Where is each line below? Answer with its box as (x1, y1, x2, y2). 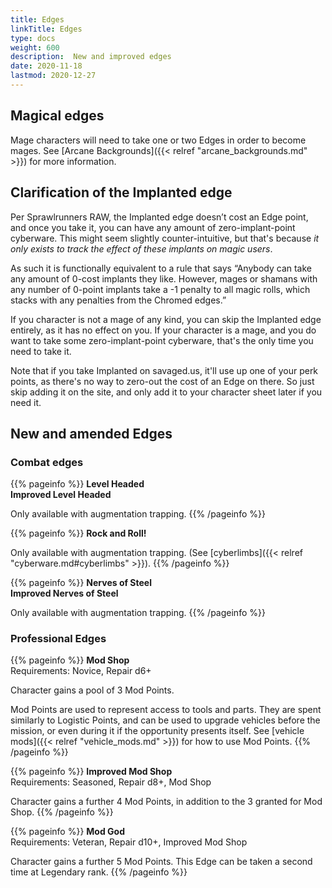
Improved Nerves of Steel (10, 587, 119, 600)
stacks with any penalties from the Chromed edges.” (10, 294, 227, 306)
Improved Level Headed (10, 489, 112, 501)
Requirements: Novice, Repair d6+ (10, 665, 152, 677)
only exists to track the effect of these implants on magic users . (10, 242, 273, 255)
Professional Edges (10, 632, 107, 646)
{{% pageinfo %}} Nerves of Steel (10, 577, 152, 589)
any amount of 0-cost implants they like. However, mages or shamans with (10, 272, 318, 285)
